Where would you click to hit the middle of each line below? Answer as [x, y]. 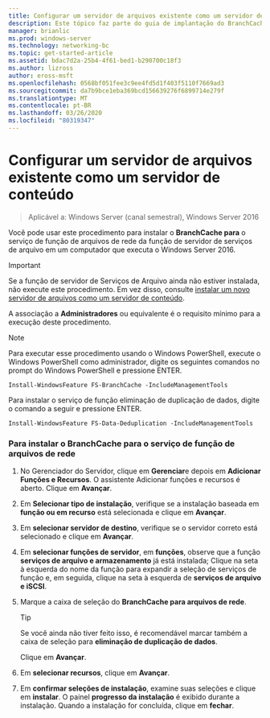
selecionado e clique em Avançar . [77, 537]
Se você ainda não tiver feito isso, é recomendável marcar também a [133, 633]
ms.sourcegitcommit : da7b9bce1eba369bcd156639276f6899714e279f [117, 91]
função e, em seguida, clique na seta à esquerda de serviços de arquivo [141, 578]
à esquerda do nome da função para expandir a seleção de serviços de [138, 569]
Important [25, 265]
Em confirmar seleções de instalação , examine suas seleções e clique [138, 688]
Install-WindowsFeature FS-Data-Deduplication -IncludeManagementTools [131, 423]
